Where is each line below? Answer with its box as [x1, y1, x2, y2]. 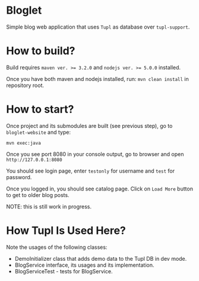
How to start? [6, 102, 74, 116]
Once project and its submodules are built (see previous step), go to [6, 122, 173, 129]
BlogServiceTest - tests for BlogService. [14, 267, 113, 274]
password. [6, 173, 32, 180]
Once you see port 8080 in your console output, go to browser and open [6, 150, 184, 158]
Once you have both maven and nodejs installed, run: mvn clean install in [6, 75, 189, 82]
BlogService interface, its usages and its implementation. [14, 261, 154, 268]
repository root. [6, 82, 45, 89]
